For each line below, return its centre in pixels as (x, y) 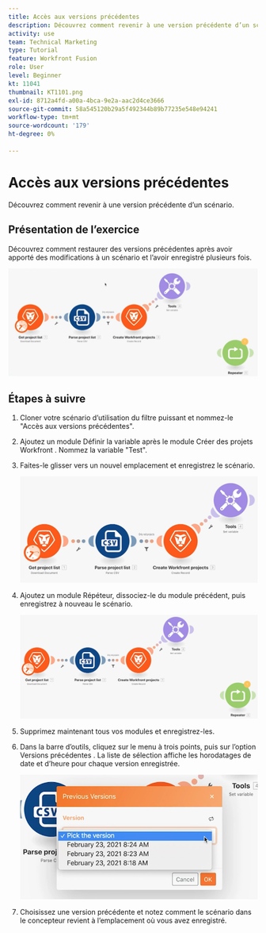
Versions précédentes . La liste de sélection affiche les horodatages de (135, 755)
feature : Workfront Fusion (53, 59)
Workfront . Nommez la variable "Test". (84, 450)
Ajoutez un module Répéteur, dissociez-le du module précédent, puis (133, 596)
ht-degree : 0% (32, 134)
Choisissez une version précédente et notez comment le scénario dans (135, 912)
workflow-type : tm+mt (44, 118)
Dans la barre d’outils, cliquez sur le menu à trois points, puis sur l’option (138, 747)
